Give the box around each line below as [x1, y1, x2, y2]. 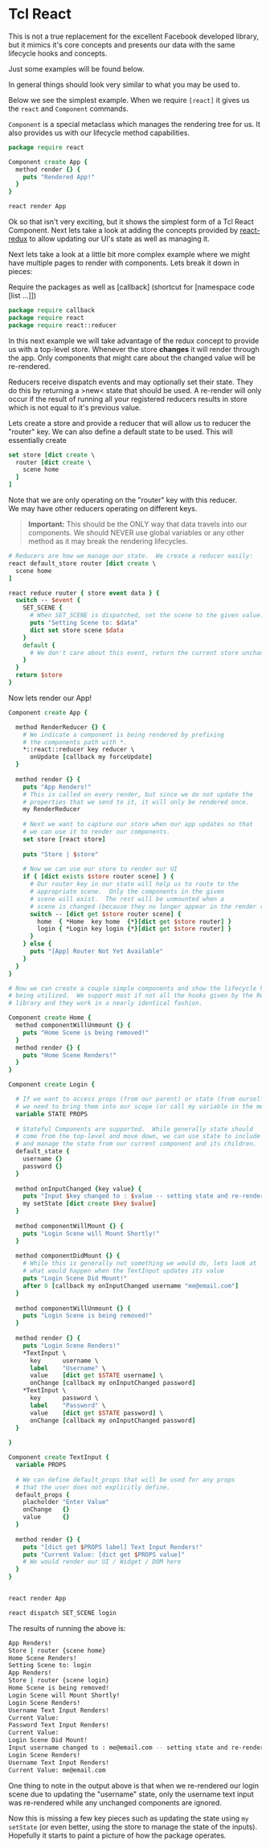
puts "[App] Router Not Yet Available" [29, 948, 163, 956]
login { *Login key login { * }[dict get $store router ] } [37, 925, 231, 933]
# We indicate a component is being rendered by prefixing [22, 731, 225, 739]
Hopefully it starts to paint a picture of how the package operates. [8, 1830, 227, 1840]
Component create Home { [8, 1014, 92, 1022]
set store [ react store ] [22, 835, 106, 843]
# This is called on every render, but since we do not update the [22, 790, 253, 798]
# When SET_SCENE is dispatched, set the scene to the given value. [29, 612, 264, 620]
